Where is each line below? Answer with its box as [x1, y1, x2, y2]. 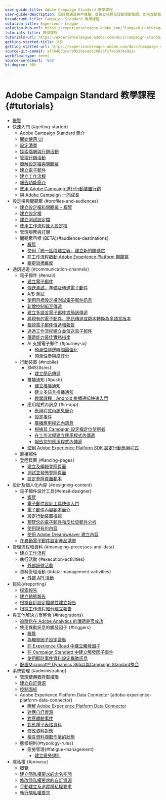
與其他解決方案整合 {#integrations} [12, 612, 83, 618]
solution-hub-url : [5, 26, 43, 31]
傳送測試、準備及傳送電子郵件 [27, 285, 88, 291]
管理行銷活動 [19, 155, 46, 161]
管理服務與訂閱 [19, 229, 50, 235]
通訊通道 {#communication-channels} [12, 266, 90, 272]
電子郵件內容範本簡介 [27, 507, 71, 513]
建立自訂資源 [19, 680, 46, 686]
